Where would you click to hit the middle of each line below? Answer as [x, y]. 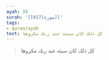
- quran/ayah [22, 28]
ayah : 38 [17, 12]
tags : [13, 23]
